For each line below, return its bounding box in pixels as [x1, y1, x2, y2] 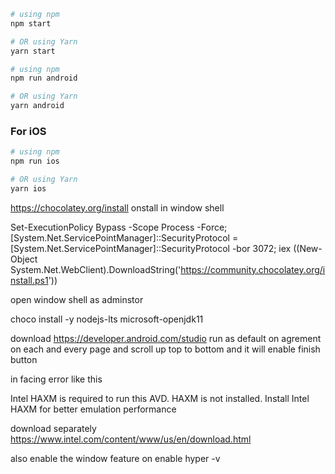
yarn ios [10, 183, 47, 194]
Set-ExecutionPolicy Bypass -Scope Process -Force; [10, 221, 228, 233]
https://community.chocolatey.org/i [180, 263, 326, 275]
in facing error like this [10, 373, 103, 385]
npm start [10, 18, 52, 29]
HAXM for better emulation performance [10, 403, 177, 415]
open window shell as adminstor [10, 293, 144, 305]
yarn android [10, 101, 65, 111]
